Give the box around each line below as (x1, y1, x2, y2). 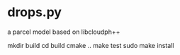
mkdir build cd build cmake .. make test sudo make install (7, 41, 174, 49)
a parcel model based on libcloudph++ (7, 28, 120, 36)
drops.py (7, 4, 62, 20)
